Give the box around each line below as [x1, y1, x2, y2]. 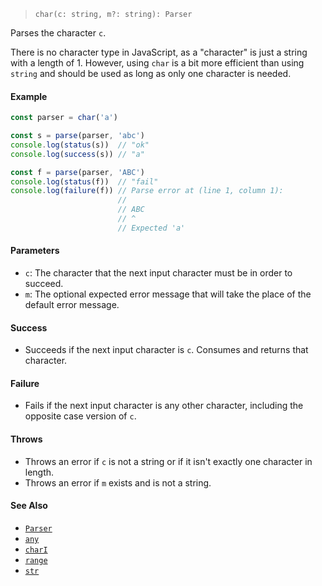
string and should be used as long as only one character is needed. [10, 68, 292, 79]
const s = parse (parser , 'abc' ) [10, 131, 145, 141]
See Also [10, 500, 48, 512]
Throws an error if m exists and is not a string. [24, 476, 212, 489]
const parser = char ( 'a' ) [10, 113, 118, 123]
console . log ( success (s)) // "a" [10, 149, 145, 159]
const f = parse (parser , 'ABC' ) [10, 167, 145, 177]
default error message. [24, 299, 120, 311]
